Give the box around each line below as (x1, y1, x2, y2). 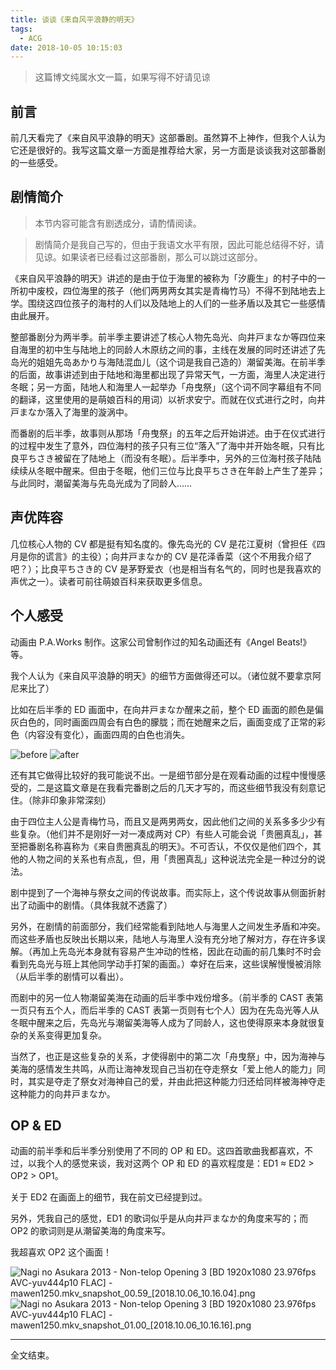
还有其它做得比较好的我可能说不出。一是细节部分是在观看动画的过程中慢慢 (10, 769, 317, 781)
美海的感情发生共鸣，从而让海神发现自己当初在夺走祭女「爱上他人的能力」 (10, 1062, 317, 1075)
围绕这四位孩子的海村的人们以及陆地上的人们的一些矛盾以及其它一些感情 (27, 297, 326, 309)
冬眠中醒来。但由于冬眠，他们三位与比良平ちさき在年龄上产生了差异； (36, 464, 326, 476)
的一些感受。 (10, 157, 63, 169)
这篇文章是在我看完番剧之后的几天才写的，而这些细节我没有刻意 (53, 781, 317, 793)
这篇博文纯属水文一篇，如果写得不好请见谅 (34, 71, 211, 83)
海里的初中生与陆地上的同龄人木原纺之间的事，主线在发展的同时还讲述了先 (18, 343, 326, 355)
